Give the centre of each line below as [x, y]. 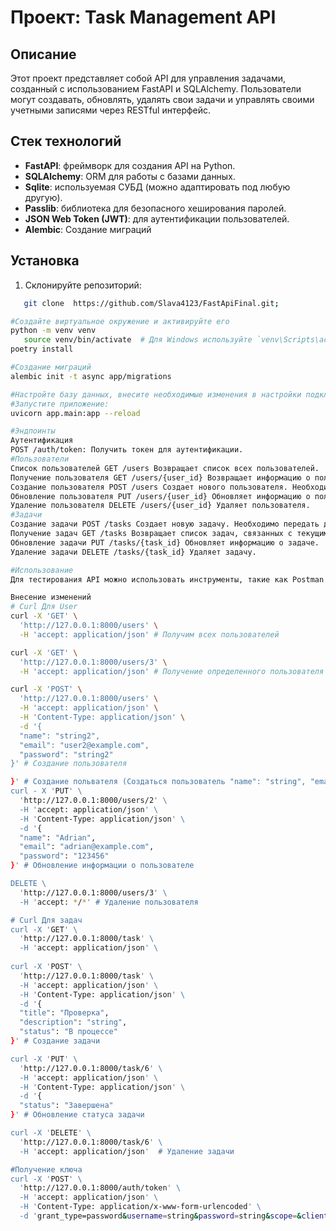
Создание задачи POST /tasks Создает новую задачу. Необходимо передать [165, 524]
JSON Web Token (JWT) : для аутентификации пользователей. [157, 218]
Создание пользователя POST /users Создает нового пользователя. [149, 487]
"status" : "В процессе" [68, 1032]
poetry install [42, 349]
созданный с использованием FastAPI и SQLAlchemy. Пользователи [156, 89]
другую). [43, 197]
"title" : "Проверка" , [64, 1013]
